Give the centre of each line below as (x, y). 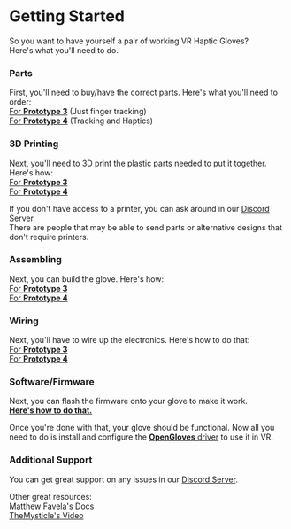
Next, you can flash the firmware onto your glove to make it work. (128, 401)
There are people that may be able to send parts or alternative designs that (146, 227)
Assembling (35, 260)
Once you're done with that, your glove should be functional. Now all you (142, 428)
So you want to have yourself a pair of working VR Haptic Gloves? (129, 41)
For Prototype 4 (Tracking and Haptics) (81, 121)
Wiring (24, 321)
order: (20, 102)
